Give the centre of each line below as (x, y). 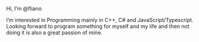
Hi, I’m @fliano (24, 9)
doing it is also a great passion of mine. (54, 33)
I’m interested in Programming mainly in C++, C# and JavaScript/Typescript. (100, 20)
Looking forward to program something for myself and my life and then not (98, 26)
